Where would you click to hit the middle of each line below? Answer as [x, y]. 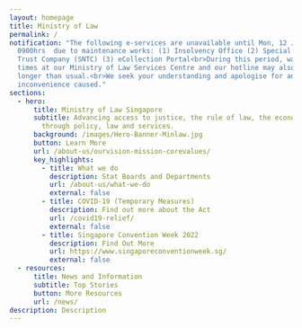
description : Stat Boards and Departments [130, 176]
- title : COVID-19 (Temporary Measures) [118, 202]
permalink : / [34, 34]
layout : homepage [42, 18]
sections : [28, 93]
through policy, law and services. [108, 127]
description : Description [58, 310]
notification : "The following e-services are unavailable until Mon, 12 [148, 43]
